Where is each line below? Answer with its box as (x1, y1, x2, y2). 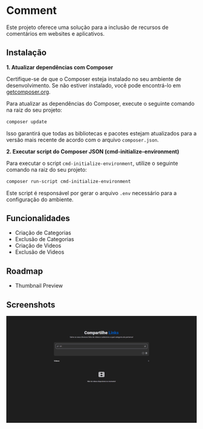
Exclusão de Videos (14, 248, 65, 256)
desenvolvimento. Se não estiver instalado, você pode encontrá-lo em (6, 82, 181, 89)
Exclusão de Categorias (14, 236, 74, 243)
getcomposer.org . (6, 88, 51, 95)
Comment (6, 4, 57, 18)
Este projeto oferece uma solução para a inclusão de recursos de (6, 24, 169, 31)
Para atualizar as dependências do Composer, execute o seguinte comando (6, 100, 195, 107)
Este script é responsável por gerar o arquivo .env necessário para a (6, 189, 177, 196)
